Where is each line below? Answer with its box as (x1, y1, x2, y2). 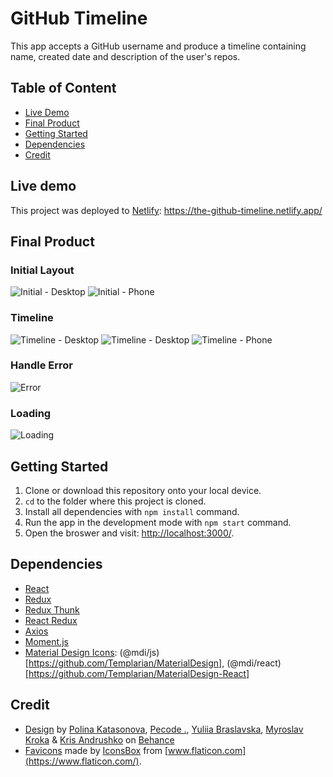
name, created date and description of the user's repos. (10, 50, 241, 62)
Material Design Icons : (24, 646, 118, 658)
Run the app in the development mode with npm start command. (24, 516, 292, 528)
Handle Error (10, 358, 73, 372)
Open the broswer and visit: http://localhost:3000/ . (24, 527, 235, 539)
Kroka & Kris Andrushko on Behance (24, 733, 175, 746)
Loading (10, 406, 52, 420)
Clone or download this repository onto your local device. (24, 484, 262, 496)
